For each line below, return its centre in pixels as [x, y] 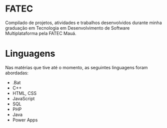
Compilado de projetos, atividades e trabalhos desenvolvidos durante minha [84, 23]
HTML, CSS [24, 93]
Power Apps [25, 120]
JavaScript [23, 98]
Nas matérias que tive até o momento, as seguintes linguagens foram [76, 67]
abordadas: [17, 73]
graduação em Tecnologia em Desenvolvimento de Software [67, 28]
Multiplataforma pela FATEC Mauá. [41, 33]
